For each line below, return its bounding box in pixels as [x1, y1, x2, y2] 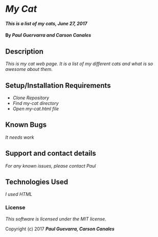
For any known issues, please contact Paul [5, 162, 96, 169]
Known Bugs [5, 120, 47, 129]
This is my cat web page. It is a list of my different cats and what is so [5, 61, 153, 67]
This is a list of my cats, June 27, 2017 [5, 20, 87, 26]
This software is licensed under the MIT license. [5, 215, 106, 222]
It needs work [5, 134, 34, 140]
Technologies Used [5, 178, 68, 187]
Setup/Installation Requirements [5, 81, 111, 90]
